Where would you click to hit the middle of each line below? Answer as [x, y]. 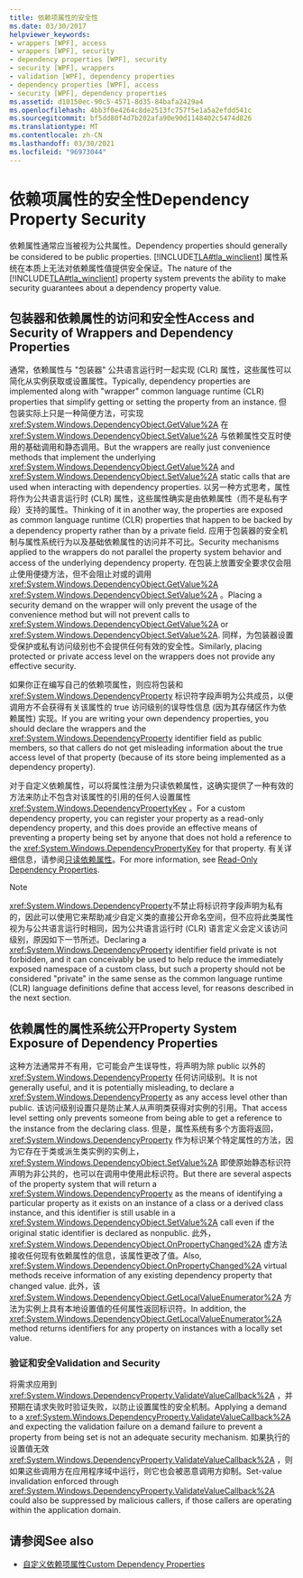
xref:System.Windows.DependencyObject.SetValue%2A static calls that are [150, 477]
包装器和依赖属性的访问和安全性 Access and [132, 318]
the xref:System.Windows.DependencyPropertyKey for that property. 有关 [147, 849]
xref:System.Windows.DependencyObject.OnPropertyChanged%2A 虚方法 [149, 1244]
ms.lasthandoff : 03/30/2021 [62, 144]
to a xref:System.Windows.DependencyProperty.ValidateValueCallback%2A [150, 1417]
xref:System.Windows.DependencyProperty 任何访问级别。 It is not [133, 1077]
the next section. [41, 998]
